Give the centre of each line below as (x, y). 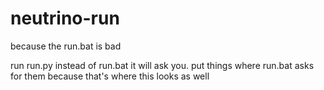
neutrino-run (65, 18)
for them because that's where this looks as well (110, 76)
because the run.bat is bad (66, 46)
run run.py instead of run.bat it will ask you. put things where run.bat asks (162, 65)
